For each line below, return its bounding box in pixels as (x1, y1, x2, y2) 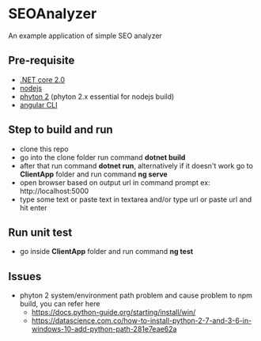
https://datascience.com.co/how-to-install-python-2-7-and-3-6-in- (31, 316, 252, 325)
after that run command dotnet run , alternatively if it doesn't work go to (19, 161, 253, 170)
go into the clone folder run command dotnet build (19, 152, 186, 162)
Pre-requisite (8, 54, 75, 67)
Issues (8, 270, 42, 283)
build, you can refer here (19, 299, 100, 309)
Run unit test (8, 225, 73, 239)
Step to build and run (8, 123, 113, 137)
